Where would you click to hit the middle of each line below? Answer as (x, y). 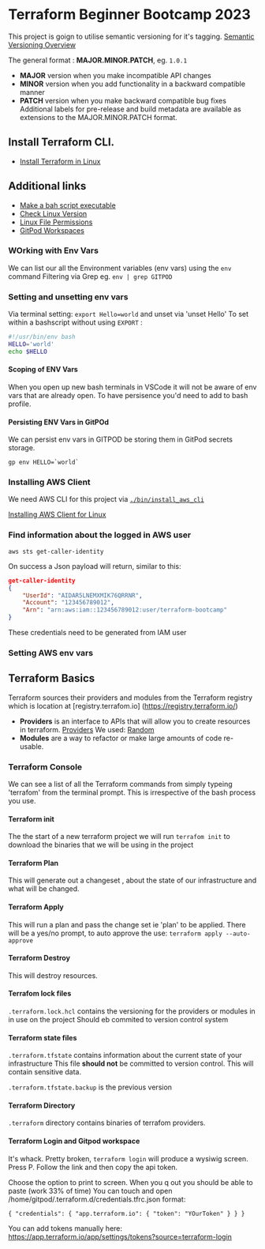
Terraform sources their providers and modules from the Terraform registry (131, 698)
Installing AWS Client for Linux (57, 514)
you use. (22, 801)
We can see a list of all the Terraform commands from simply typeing (120, 784)
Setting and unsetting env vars (68, 296)
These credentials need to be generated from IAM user (97, 633)
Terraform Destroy (39, 958)
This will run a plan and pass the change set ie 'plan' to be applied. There (127, 924)
